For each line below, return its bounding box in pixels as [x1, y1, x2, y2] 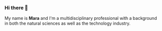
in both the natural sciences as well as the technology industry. [4, 20, 130, 26]
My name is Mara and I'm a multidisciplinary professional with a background [4, 15, 157, 21]
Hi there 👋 [4, 4, 29, 11]
